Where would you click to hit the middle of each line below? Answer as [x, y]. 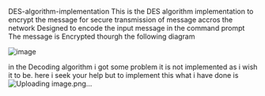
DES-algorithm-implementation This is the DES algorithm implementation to [131, 11]
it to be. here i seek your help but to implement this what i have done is [123, 75]
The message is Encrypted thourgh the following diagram [102, 36]
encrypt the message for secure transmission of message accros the [121, 20]
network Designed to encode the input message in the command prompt [127, 28]
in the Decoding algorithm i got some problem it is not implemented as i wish [133, 67]
